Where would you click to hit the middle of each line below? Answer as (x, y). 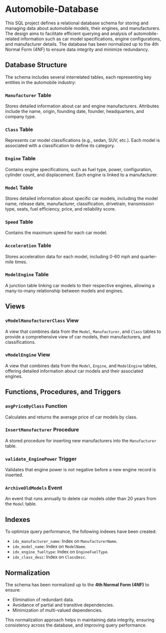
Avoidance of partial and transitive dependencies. (63, 605)
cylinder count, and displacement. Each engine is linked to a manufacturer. (82, 175)
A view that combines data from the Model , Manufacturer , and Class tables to (83, 331)
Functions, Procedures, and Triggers (63, 392)
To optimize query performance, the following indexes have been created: (81, 531)
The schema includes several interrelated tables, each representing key (78, 77)
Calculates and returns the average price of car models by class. (71, 417)
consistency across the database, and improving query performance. (76, 625)
